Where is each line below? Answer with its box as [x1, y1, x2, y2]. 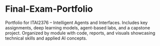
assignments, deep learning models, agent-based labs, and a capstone [5, 24, 150, 30]
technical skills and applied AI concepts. [5, 35, 88, 41]
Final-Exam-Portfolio [5, 3, 93, 15]
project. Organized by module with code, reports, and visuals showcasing [5, 30, 156, 36]
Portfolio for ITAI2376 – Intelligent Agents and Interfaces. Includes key [5, 20, 148, 25]
